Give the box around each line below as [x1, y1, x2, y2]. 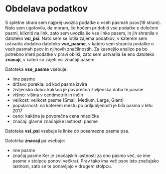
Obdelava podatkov [5, 3, 88, 14]
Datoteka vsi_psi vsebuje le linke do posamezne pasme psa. [5, 128, 130, 134]
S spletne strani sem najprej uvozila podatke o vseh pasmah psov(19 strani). [5, 19, 161, 25]
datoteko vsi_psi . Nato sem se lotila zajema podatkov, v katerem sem [5, 35, 148, 41]
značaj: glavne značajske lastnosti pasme [12, 118, 98, 124]
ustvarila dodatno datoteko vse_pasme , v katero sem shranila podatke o [5, 40, 154, 46]
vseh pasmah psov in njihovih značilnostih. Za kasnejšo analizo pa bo [5, 46, 148, 52]
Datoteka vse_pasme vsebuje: [5, 66, 68, 72]
